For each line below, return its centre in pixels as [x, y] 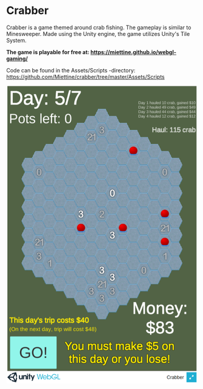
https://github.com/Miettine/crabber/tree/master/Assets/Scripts [85, 77]
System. [17, 40]
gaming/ [17, 58]
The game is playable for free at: [48, 52]
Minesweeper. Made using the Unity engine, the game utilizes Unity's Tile [98, 33]
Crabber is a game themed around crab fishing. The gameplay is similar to [99, 27]
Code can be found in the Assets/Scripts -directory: [71, 70]
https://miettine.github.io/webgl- [134, 52]
